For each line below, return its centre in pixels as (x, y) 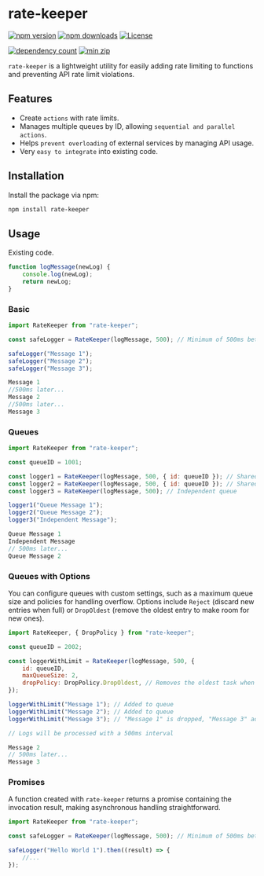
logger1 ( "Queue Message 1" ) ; (56, 505)
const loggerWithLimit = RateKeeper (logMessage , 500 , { (101, 661)
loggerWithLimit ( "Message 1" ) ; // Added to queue (91, 705)
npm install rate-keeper (49, 209)
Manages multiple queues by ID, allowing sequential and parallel (127, 126)
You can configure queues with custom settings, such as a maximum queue (131, 593)
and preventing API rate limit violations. (71, 74)
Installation (36, 176)
